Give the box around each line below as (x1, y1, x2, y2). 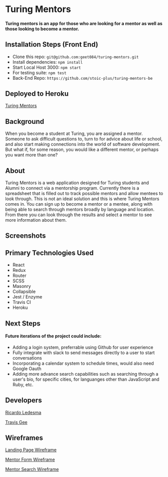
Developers (5, 396, 42, 405)
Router (12, 272, 27, 279)
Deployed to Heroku (5, 89, 69, 98)
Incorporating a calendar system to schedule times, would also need (12, 360, 154, 366)
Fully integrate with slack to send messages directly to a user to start (12, 350, 155, 356)
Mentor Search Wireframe (5, 466, 59, 472)
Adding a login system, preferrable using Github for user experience (12, 344, 153, 350)
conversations (12, 355, 42, 361)
